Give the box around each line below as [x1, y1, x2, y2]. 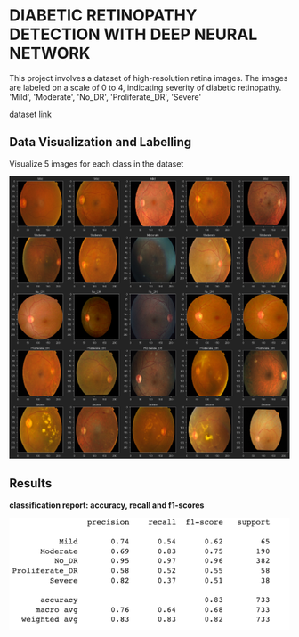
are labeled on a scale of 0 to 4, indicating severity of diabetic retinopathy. [9, 82, 282, 93]
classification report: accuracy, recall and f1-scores [9, 500, 205, 510]
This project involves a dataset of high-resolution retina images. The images [9, 72, 288, 83]
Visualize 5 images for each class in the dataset [9, 158, 184, 169]
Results [9, 476, 53, 491]
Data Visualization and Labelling [9, 135, 192, 150]
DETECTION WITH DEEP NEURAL [9, 24, 258, 45]
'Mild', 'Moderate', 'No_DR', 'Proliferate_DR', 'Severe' [9, 91, 202, 102]
